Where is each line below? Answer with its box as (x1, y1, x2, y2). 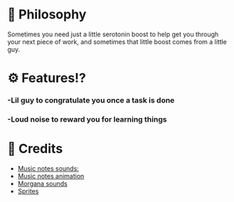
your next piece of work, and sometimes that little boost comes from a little (7, 37, 228, 46)
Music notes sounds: (17, 164, 80, 173)
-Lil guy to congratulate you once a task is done (7, 95, 175, 105)
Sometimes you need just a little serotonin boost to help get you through (7, 30, 219, 38)
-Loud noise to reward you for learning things (7, 114, 167, 124)
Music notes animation (17, 171, 85, 180)
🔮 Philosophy (7, 6, 87, 23)
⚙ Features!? (7, 70, 87, 86)
